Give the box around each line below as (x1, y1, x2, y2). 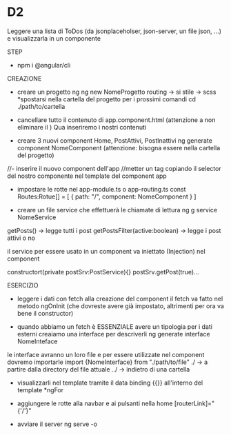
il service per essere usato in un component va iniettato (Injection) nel (7, 247, 205, 255)
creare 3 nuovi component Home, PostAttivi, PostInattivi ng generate (17, 136, 212, 145)
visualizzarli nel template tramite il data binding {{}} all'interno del (17, 378, 203, 387)
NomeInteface (17, 337, 58, 345)
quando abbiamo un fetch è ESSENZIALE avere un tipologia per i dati (17, 322, 212, 331)
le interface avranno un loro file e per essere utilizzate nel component (7, 350, 205, 358)
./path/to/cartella (17, 102, 66, 110)
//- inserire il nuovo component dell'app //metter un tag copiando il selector (7, 164, 222, 172)
